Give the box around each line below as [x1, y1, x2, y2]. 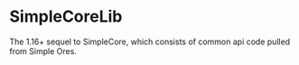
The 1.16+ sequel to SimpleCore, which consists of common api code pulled [9, 36, 291, 47]
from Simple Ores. [9, 45, 77, 56]
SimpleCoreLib [9, 6, 123, 27]
